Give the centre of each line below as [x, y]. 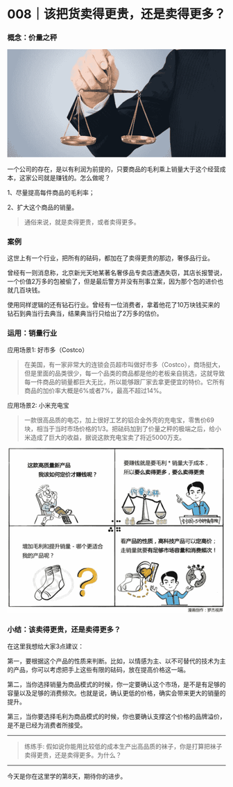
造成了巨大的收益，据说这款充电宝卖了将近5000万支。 [108, 437]
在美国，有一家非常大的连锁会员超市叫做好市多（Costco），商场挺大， [124, 364]
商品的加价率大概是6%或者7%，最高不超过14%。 [95, 390]
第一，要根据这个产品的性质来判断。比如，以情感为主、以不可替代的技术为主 [116, 661]
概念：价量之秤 [32, 37]
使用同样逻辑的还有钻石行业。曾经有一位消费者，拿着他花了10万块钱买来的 [114, 305]
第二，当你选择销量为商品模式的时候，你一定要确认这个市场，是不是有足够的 [116, 684]
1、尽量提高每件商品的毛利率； [51, 192]
